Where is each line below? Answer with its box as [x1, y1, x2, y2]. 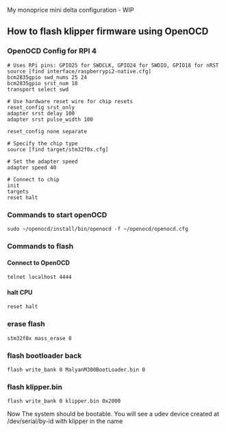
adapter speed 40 [7, 164, 57, 171]
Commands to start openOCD [7, 209, 108, 219]
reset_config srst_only [7, 104, 75, 111]
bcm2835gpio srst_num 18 [7, 80, 78, 87]
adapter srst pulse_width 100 [7, 116, 94, 123]
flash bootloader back [7, 350, 82, 360]
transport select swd [7, 86, 69, 93]
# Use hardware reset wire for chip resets [7, 98, 134, 105]
